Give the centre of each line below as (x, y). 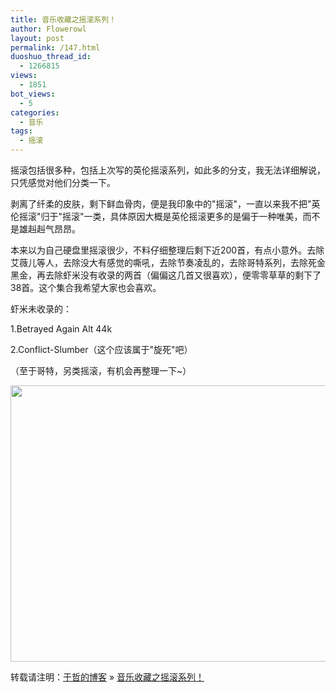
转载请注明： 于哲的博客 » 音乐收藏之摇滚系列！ (107, 677)
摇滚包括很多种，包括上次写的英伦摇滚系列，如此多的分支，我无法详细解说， (168, 170)
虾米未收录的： (41, 309)
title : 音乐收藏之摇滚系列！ (63, 19)
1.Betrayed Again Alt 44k (61, 329)
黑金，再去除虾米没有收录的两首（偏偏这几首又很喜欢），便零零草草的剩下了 (166, 275)
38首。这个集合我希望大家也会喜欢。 (86, 287)
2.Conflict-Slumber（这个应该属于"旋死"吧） (101, 349)
